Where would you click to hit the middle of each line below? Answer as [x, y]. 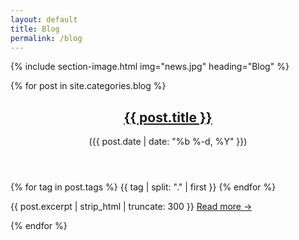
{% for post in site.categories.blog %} [88, 86]
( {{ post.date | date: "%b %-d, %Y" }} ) [168, 142]
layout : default [44, 19]
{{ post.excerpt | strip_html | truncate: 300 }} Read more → [131, 207]
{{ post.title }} [168, 117]
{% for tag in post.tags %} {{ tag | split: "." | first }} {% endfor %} [143, 187]
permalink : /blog [46, 38]
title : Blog [35, 29]
